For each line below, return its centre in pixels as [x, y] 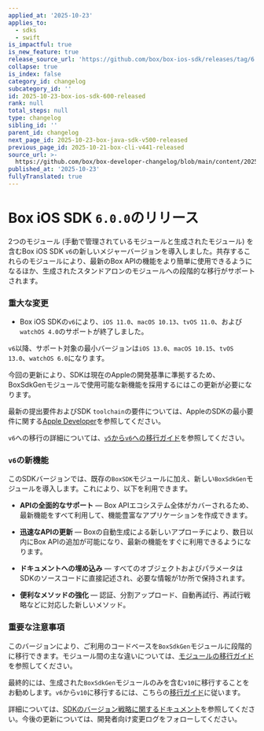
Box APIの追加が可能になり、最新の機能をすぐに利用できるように [139, 542]
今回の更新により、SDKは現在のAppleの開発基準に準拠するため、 [114, 375]
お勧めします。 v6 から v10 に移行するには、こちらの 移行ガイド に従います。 [126, 692]
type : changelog [35, 118]
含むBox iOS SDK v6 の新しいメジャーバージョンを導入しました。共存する [126, 251]
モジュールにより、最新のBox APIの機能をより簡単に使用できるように [141, 261]
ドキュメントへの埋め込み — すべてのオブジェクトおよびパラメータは [131, 569]
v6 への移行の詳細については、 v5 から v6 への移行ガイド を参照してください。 [128, 438]
